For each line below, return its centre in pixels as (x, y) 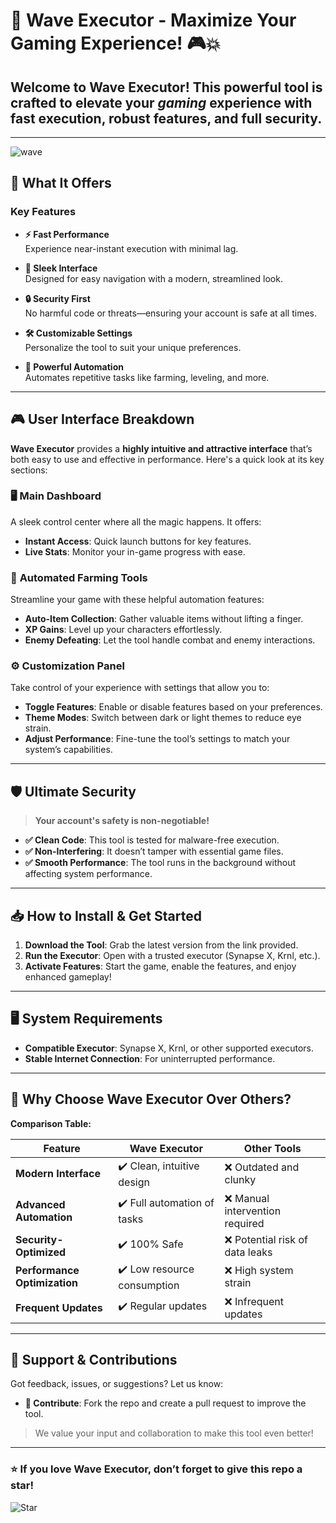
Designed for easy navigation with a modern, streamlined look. (153, 278)
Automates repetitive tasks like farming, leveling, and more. (147, 377)
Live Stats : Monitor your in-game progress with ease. (135, 551)
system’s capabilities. (68, 750)
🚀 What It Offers (61, 183)
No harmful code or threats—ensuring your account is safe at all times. (171, 313)
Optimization (46, 1283)
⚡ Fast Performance (67, 234)
